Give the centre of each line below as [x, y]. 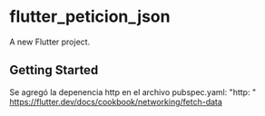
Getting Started [54, 70]
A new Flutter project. [50, 42]
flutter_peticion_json [90, 17]
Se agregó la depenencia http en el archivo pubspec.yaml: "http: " [133, 92]
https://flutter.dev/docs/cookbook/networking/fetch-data [116, 101]
